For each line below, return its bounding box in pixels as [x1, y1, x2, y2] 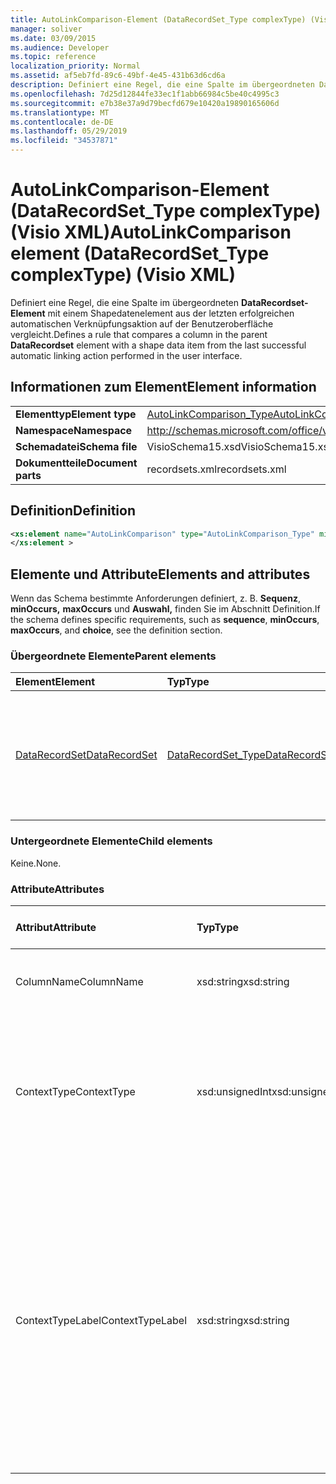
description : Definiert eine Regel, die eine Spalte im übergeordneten [10, 80, 315, 90]
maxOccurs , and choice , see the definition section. [10, 624, 223, 636]
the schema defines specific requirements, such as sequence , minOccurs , [10, 614, 320, 626]
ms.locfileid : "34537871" [10, 136, 118, 146]
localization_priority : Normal [10, 61, 141, 71]
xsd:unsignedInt [196, 1085, 272, 1099]
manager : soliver [10, 24, 83, 34]
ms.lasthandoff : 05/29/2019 [10, 126, 128, 136]
